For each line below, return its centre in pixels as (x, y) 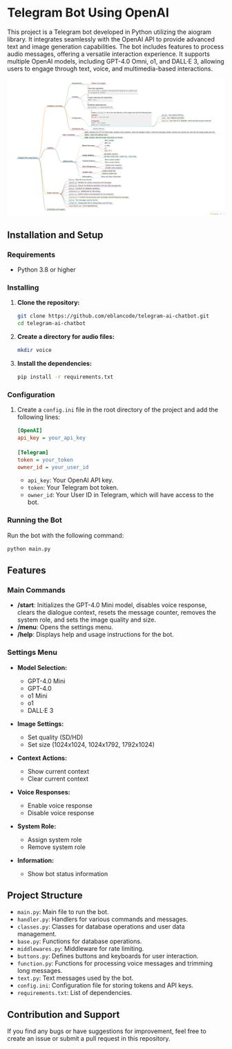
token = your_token (45, 460)
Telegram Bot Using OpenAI (88, 13)
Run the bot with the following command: (66, 535)
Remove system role (57, 847)
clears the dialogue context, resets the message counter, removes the (116, 613)
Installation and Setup (55, 235)
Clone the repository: (48, 303)
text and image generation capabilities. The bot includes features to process (116, 46)
